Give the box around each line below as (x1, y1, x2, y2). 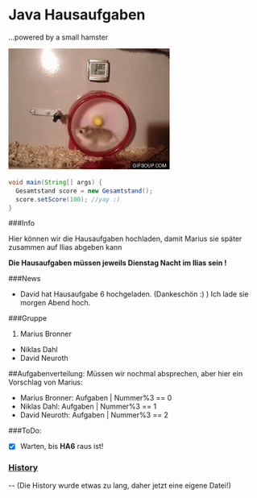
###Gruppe (8, 313, 47, 323)
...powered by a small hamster (8, 32, 109, 42)
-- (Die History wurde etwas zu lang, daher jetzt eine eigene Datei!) (8, 480, 232, 490)
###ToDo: (8, 425, 42, 436)
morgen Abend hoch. (19, 298, 91, 308)
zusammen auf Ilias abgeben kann (8, 243, 122, 252)
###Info (8, 218, 35, 228)
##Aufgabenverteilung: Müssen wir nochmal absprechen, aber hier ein (8, 369, 243, 379)
